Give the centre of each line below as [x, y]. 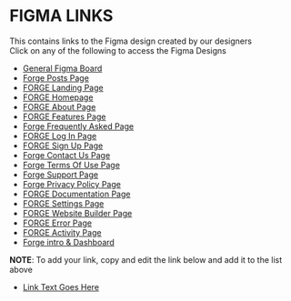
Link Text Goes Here [61, 286]
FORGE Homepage [58, 97]
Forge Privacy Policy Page [71, 184]
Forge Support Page [60, 175]
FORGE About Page [59, 106]
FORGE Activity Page [62, 232]
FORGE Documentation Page [76, 194]
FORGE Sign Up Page [63, 145]
